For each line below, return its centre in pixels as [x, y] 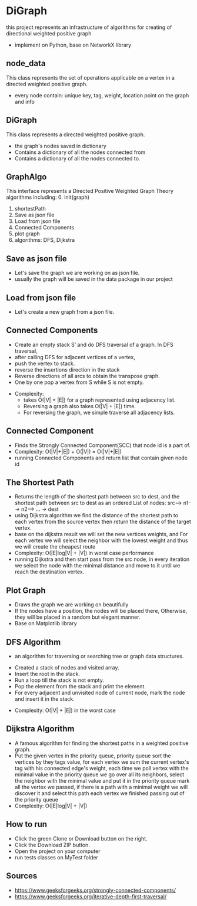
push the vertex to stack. [45, 363]
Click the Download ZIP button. [52, 845]
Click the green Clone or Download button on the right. [81, 838]
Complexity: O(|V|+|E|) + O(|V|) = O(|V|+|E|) [68, 451]
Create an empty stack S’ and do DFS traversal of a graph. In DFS [94, 344]
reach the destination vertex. [49, 572]
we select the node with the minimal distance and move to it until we [97, 566]
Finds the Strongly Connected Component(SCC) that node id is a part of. [103, 445]
